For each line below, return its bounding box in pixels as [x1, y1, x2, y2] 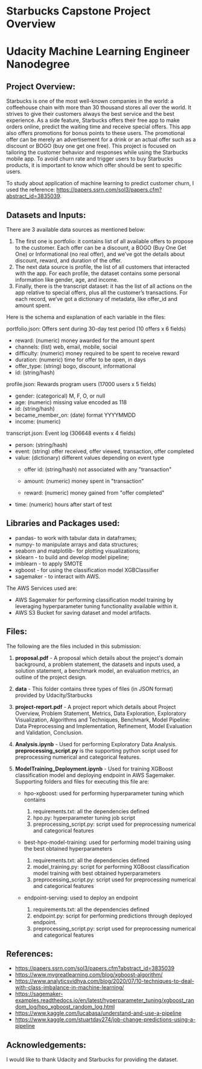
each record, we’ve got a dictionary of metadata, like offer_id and [14, 296, 178, 302]
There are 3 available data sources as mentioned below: [6, 226, 146, 233]
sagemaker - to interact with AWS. [14, 573, 101, 580]
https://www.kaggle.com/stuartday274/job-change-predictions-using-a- [14, 1016, 196, 1023]
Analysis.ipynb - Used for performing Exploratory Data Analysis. [14, 740, 177, 747]
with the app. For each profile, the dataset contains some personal [14, 270, 180, 277]
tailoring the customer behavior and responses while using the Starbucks [6, 149, 188, 156]
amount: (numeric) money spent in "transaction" [24, 478, 145, 484]
